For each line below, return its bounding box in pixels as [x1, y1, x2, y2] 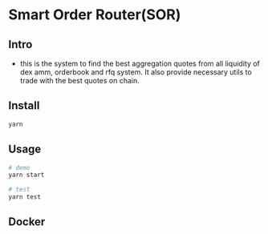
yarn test [8, 193, 42, 201]
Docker [8, 215, 46, 229]
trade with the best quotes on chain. [19, 76, 140, 85]
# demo [8, 163, 30, 171]
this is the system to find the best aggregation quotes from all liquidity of [19, 58, 261, 68]
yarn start [8, 171, 45, 180]
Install [8, 99, 40, 113]
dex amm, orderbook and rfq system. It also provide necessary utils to [19, 67, 253, 77]
